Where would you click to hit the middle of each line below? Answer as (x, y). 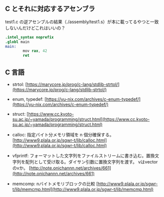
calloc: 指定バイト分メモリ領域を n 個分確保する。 (63, 135)
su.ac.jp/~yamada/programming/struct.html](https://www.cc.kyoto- (81, 119)
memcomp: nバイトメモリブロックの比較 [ (55, 184)
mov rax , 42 (35, 51)
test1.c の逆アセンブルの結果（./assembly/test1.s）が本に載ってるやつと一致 (82, 22)
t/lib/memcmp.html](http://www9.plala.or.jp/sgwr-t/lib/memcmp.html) (83, 189)
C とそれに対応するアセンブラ (50, 9)
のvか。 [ (21, 168)
